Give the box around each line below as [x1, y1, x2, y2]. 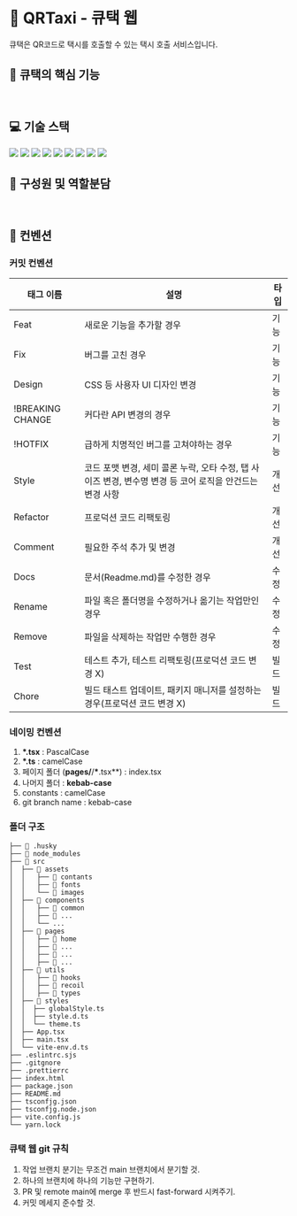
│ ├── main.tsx [9, 1035, 69, 1044]
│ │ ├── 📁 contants [9, 873, 93, 881]
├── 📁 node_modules [9, 849, 81, 858]
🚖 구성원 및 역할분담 [9, 176, 111, 191]
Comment [13, 541, 55, 553]
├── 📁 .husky [9, 842, 57, 850]
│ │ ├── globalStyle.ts [9, 1004, 104, 1013]
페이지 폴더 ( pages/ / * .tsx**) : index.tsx [21, 766, 162, 777]
